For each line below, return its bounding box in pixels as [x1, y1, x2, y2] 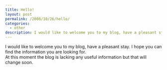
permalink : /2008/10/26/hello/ [5, 16, 70, 21]
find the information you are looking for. [5, 49, 86, 55]
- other [9, 26, 26, 31]
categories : [5, 21, 30, 26]
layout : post [5, 12, 32, 17]
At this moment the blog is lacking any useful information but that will [5, 54, 147, 60]
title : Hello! [5, 7, 35, 12]
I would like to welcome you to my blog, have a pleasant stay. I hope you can [5, 44, 162, 49]
